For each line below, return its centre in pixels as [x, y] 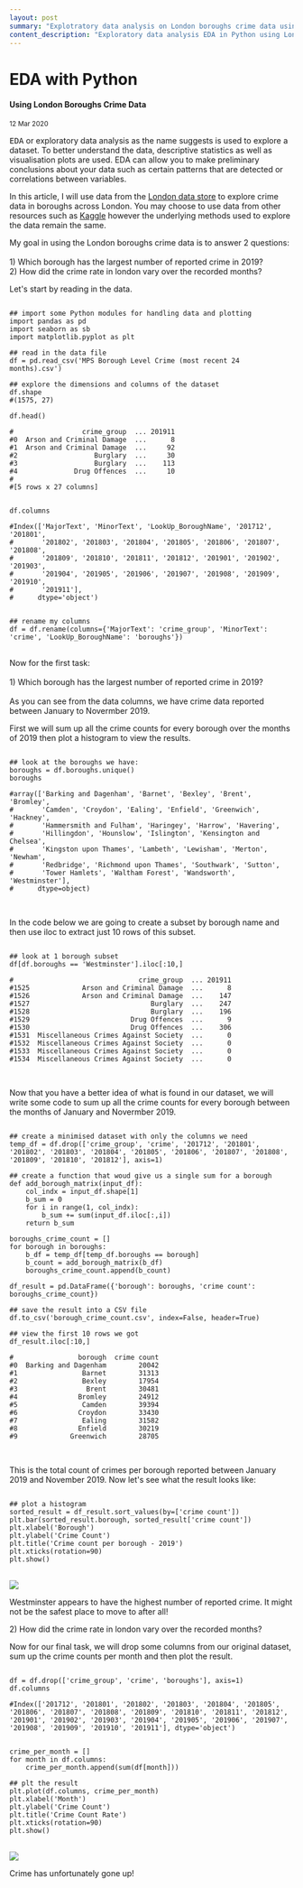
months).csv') [36, 368]
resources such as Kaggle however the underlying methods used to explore [150, 215]
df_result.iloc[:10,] [50, 1341]
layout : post [34, 18]
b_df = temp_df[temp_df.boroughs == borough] [113, 1254]
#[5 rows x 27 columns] [54, 487]
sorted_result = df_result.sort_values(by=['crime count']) [125, 1512]
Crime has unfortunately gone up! [72, 1873]
